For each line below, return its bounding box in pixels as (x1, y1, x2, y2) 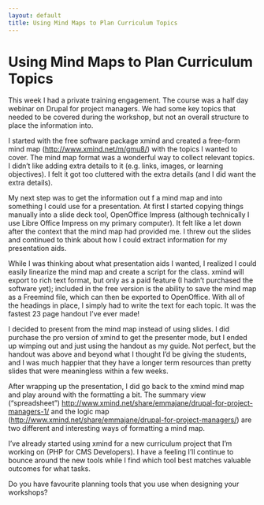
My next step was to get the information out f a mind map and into (8, 193, 223, 203)
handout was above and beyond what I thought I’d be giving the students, (8, 350, 247, 359)
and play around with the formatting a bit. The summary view (8, 390, 206, 399)
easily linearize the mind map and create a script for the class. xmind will (8, 267, 244, 277)
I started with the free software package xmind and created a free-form (8, 136, 240, 146)
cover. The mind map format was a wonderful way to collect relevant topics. (8, 153, 255, 163)
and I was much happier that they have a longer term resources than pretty (8, 358, 252, 368)
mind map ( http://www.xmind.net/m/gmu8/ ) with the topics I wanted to (8, 144, 238, 154)
